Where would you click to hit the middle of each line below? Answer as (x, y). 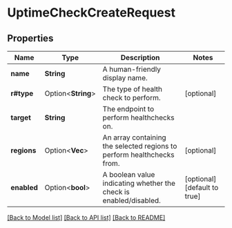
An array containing (135, 137)
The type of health (133, 89)
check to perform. (132, 98)
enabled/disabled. (132, 200)
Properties (30, 38)
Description (140, 58)
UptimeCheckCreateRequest (91, 13)
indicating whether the (139, 183)
